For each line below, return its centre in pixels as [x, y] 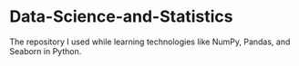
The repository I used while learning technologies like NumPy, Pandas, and [150, 42]
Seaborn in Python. [46, 51]
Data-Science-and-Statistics [121, 17]
